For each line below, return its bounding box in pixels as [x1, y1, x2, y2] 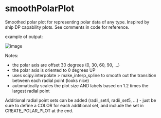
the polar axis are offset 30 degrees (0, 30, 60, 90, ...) [12, 62, 120, 68]
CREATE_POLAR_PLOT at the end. [5, 108, 73, 114]
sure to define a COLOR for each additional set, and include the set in [5, 102, 144, 108]
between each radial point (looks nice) [12, 78, 89, 83]
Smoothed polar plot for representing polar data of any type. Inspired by [5, 19, 150, 25]
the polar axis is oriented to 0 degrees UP [12, 67, 96, 73]
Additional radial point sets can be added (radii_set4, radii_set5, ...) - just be [5, 97, 157, 103]
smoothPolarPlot [5, 3, 74, 14]
